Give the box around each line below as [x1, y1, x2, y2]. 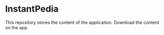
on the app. [5, 24, 29, 30]
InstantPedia [5, 3, 59, 15]
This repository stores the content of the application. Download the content [5, 19, 160, 25]
